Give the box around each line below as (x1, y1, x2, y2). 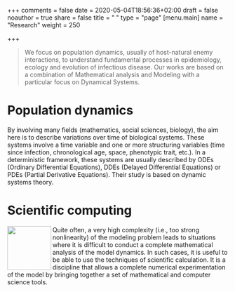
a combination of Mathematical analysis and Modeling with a (24, 70, 200, 79)
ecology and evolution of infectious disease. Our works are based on (24, 63, 224, 71)
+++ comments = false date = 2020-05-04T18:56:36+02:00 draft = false (7, 6, 219, 14)
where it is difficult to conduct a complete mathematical (52, 240, 213, 248)
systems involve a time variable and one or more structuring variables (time (7, 140, 226, 149)
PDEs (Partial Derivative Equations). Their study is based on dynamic (7, 170, 206, 178)
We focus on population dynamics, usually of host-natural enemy (24, 48, 213, 56)
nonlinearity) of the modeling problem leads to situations (52, 233, 216, 241)
